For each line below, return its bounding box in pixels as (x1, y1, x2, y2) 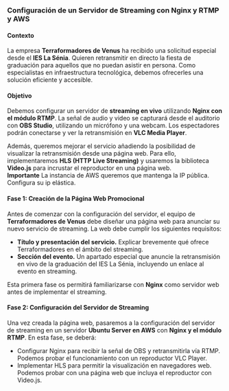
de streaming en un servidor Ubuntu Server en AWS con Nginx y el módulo (7, 326, 222, 334)
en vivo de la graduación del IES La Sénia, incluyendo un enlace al (16, 260, 204, 268)
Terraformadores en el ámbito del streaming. (16, 245, 144, 253)
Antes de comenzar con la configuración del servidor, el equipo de (7, 209, 195, 218)
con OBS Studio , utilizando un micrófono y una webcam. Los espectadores (7, 121, 219, 129)
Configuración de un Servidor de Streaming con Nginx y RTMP (7, 6, 219, 15)
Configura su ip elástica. (7, 178, 76, 187)
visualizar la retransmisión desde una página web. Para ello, (7, 149, 177, 158)
